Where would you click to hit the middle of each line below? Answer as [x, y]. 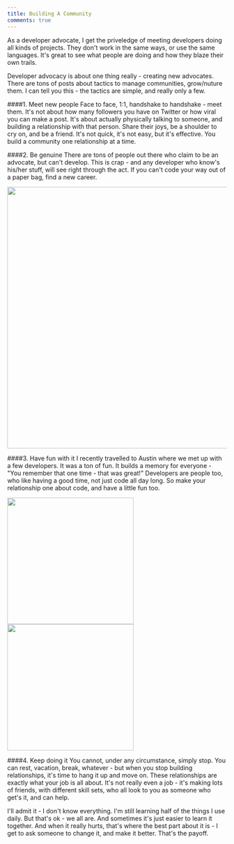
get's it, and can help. [38, 797]
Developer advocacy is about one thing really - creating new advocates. [110, 76]
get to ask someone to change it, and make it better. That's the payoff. [108, 833]
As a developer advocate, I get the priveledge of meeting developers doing [115, 40]
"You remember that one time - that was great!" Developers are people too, [115, 473]
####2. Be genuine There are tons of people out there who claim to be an [113, 155]
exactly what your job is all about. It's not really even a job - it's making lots [115, 783]
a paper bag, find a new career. [52, 177]
